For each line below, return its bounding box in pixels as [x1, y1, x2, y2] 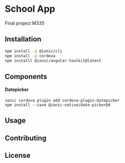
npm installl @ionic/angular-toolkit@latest [5, 58, 101, 63]
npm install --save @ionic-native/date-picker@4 [5, 102, 111, 108]
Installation [5, 35, 41, 44]
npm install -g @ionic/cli [5, 48, 62, 54]
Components [5, 72, 47, 81]
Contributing [5, 134, 47, 142]
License [5, 151, 31, 160]
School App [5, 3, 56, 15]
